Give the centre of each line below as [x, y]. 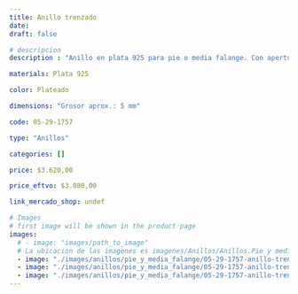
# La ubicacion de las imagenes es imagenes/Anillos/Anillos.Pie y [145, 251]
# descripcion [35, 50]
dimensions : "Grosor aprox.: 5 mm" [75, 106]
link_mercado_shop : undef [57, 202]
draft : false [33, 34]
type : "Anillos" [39, 138]
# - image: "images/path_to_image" [83, 243]
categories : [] [37, 154]
